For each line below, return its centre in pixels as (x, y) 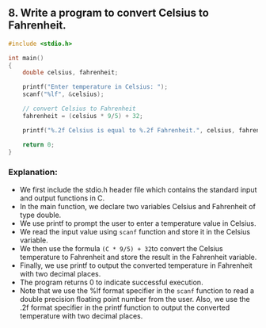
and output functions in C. (62, 198)
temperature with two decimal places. (81, 315)
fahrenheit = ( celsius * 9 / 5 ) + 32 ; (83, 116)
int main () (26, 58)
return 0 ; (39, 145)
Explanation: (33, 172)
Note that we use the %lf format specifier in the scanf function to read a (137, 290)
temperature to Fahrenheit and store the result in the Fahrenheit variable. (138, 257)
